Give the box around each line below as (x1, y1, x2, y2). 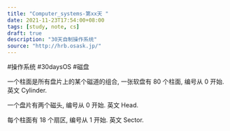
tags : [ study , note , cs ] (7, 23, 80, 30)
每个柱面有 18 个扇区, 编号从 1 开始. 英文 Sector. (7, 116, 145, 124)
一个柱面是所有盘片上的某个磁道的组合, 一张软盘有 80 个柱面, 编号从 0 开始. (7, 77, 225, 86)
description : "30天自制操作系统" (7, 36, 97, 43)
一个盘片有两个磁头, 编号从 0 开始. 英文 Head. (7, 101, 138, 109)
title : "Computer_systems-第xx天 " (7, 10, 109, 17)
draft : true (7, 29, 42, 37)
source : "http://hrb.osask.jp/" (7, 43, 101, 49)
